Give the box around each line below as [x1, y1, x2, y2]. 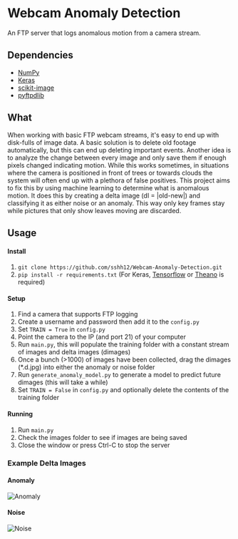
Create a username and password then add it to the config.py [17, 317, 200, 326]
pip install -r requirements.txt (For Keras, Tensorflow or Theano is [17, 270, 224, 279]
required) [17, 278, 46, 287]
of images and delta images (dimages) [17, 348, 131, 356]
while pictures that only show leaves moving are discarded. [7, 206, 182, 215]
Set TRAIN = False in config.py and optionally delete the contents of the [17, 386, 229, 394]
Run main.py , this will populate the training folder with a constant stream [17, 340, 229, 349]
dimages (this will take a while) [17, 378, 108, 386]
